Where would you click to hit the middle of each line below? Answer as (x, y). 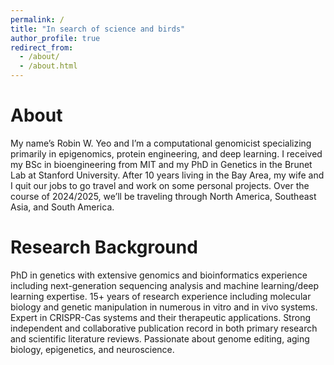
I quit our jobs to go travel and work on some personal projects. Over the (160, 185)
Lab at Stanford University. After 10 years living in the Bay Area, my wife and (167, 175)
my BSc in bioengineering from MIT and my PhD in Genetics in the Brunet (161, 164)
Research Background (104, 247)
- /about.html (48, 66)
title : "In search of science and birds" (98, 29)
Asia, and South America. (62, 207)
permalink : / (37, 19)
